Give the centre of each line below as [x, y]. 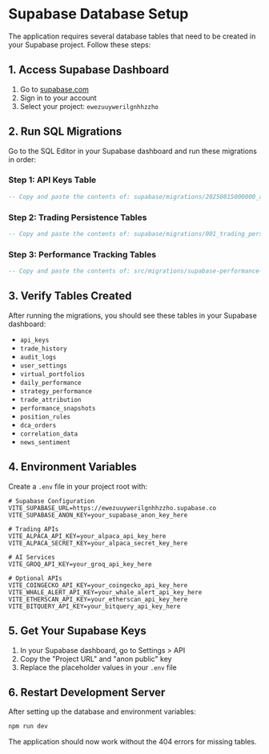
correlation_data [49, 434]
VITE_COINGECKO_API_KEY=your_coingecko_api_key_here [98, 585]
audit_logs [38, 357]
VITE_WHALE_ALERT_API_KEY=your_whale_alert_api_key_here [105, 592]
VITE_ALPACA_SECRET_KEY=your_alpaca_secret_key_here [98, 543]
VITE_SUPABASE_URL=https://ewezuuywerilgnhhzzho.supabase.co [112, 508]
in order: [22, 159]
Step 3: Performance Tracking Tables [82, 254]
